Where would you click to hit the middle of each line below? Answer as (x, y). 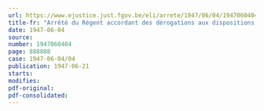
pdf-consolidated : (38, 95)
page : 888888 (29, 52)
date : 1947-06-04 (37, 30)
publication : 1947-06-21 (49, 66)
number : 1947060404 (40, 45)
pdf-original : (31, 88)
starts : (21, 73)
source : (21, 37)
